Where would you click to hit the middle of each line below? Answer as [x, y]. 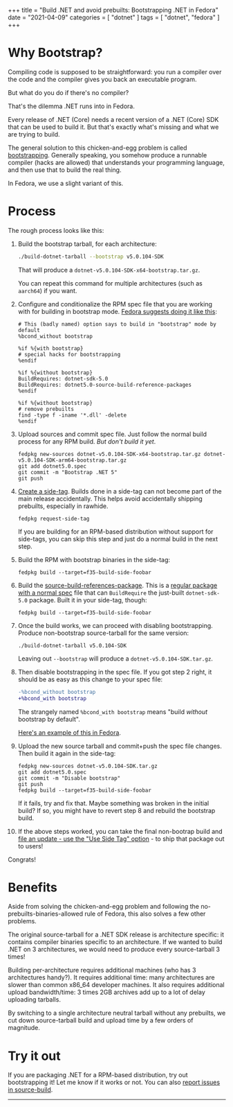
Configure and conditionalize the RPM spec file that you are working [115, 304]
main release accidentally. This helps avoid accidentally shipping [110, 498]
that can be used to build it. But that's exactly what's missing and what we [113, 127]
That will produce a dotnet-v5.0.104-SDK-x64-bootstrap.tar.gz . [109, 270]
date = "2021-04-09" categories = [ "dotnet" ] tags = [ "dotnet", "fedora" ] [114, 17]
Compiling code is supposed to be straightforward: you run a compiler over [115, 71]
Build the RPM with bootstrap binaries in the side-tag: [94, 559]
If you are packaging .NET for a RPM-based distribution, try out [98, 1075]
